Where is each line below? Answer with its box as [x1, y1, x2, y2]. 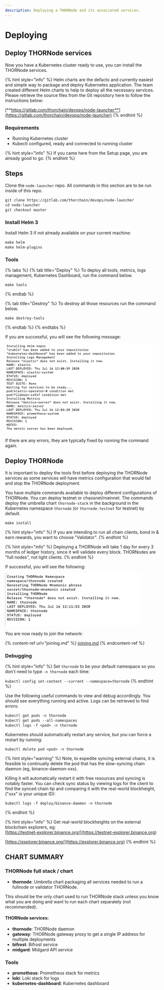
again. [5, 443, 18, 449]
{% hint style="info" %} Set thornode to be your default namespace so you [5, 663, 155, 669]
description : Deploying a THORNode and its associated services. [5, 8, 141, 13]
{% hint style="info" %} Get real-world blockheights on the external [5, 819, 141, 825]
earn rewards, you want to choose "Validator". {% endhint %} [5, 534, 128, 540]
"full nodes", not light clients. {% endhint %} [5, 554, 94, 560]
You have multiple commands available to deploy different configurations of [5, 490, 157, 495]
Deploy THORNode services [5, 49, 92, 57]
